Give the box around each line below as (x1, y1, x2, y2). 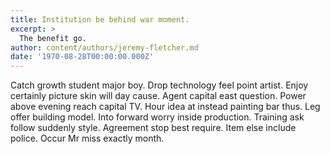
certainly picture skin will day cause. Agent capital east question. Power (10, 90, 307, 102)
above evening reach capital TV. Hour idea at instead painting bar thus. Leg (10, 101, 321, 113)
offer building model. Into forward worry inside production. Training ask (10, 111, 305, 123)
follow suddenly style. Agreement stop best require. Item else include (10, 122, 297, 134)
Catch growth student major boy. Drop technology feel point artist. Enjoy (10, 79, 309, 91)
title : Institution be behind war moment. (10, 14, 190, 25)
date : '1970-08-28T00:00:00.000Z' (10, 52, 155, 62)
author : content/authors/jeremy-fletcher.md (10, 42, 199, 53)
